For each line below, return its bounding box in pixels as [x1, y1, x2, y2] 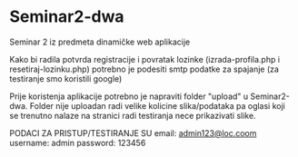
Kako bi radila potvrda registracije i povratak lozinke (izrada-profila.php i [9, 54, 280, 64]
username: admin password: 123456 [9, 137, 146, 148]
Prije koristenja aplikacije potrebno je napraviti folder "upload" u [9, 91, 249, 102]
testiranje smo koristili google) [9, 73, 123, 83]
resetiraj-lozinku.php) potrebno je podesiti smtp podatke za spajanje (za [9, 64, 280, 74]
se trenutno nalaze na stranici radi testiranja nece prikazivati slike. [9, 110, 256, 121]
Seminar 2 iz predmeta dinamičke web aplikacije [9, 36, 191, 47]
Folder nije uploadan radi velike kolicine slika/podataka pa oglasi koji [29, 100, 286, 111]
